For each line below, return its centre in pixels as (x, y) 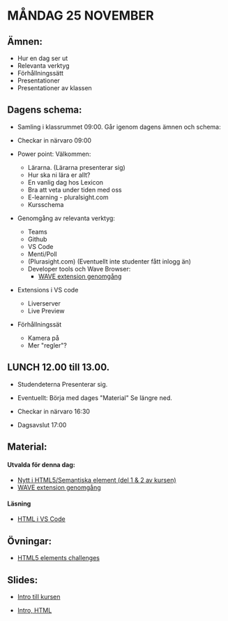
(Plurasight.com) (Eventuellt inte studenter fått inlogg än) (109, 261)
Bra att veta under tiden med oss (75, 190)
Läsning (19, 504)
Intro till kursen (39, 597)
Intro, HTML (35, 611)
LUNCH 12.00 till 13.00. (59, 367)
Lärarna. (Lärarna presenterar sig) (76, 167)
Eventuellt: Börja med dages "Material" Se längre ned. (94, 398)
